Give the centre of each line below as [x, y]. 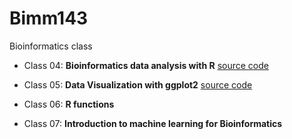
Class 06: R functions [69, 104]
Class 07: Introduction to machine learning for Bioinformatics [153, 123]
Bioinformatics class [51, 46]
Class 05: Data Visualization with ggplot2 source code [138, 84]
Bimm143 [49, 18]
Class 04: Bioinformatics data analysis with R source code [146, 65]
